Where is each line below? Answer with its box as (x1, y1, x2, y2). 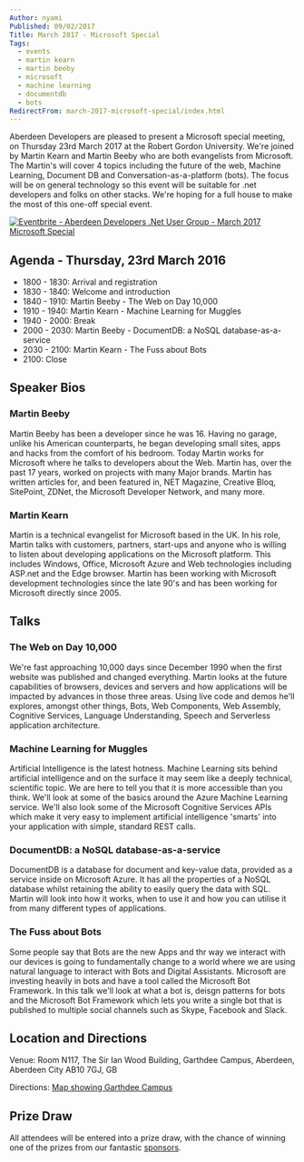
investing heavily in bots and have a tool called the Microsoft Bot (9, 975, 251, 987)
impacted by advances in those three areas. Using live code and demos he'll (9, 690, 295, 701)
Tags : (9, 38, 30, 48)
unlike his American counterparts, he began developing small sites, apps (9, 437, 281, 448)
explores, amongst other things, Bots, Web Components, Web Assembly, (9, 700, 281, 711)
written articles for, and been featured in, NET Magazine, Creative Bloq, (9, 476, 277, 487)
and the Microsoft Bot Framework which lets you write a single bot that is (9, 995, 283, 1006)
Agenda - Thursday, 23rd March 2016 (9, 252, 227, 268)
